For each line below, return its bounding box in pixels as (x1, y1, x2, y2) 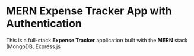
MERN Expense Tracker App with (6, 4, 172, 18)
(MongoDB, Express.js (6, 43, 61, 50)
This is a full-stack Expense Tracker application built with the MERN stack (6, 36, 188, 43)
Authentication (6, 17, 82, 30)
